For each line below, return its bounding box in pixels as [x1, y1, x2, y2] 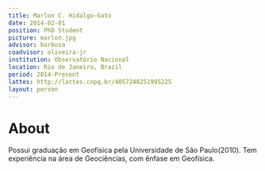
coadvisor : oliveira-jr [8, 48, 87, 56]
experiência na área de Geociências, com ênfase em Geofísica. [8, 154, 215, 163]
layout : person [8, 85, 59, 93]
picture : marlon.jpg [8, 33, 77, 42]
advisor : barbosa [8, 41, 66, 49]
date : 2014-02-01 [8, 19, 66, 27]
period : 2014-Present [8, 70, 80, 78]
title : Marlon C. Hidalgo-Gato [8, 11, 112, 20]
